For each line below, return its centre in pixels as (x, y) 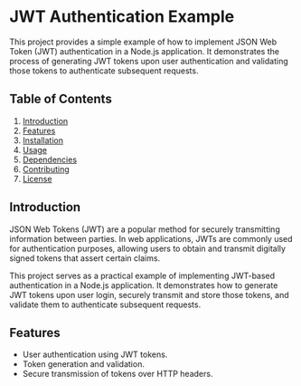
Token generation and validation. (83, 364)
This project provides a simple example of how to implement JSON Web (143, 42)
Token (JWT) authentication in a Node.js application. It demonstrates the (145, 51)
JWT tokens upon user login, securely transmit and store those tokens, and (149, 294)
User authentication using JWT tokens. (95, 354)
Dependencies (50, 159)
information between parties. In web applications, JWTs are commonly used (151, 238)
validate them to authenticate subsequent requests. (105, 304)
